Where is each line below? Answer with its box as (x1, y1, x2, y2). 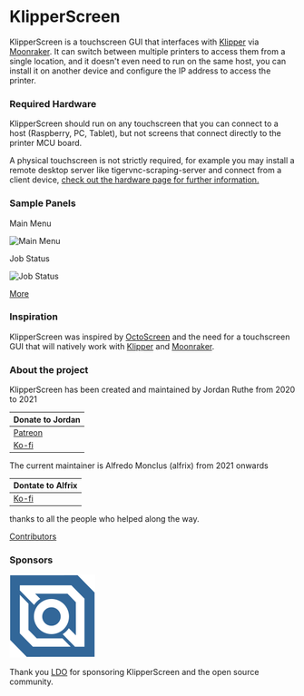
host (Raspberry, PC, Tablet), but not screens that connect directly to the (9, 128, 281, 139)
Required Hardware (9, 97, 97, 110)
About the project (9, 363, 89, 376)
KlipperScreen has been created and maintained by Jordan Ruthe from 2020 (9, 384, 296, 396)
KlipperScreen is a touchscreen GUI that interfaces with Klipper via (9, 36, 260, 47)
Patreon (13, 426, 44, 437)
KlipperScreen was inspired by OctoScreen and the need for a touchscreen (9, 331, 290, 342)
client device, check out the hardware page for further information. (9, 174, 260, 185)
